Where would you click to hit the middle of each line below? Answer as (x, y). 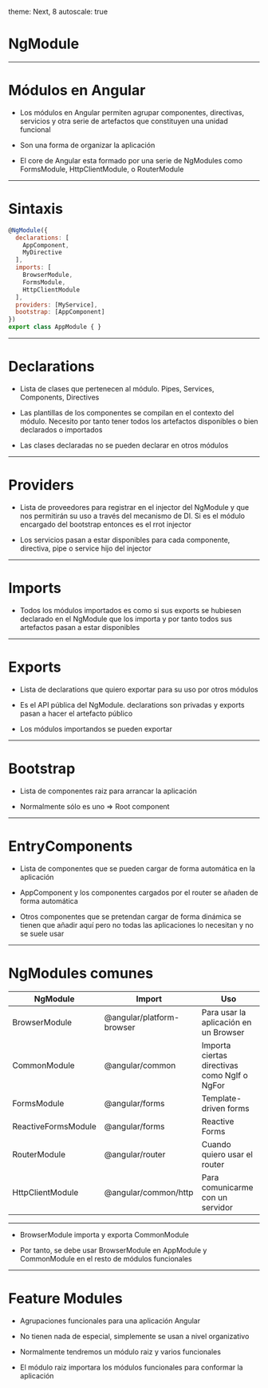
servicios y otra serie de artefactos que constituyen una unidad (124, 121)
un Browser (223, 1032)
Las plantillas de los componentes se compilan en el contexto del (127, 413)
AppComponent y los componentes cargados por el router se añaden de (139, 893)
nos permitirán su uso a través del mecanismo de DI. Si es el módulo (132, 515)
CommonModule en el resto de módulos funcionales (106, 1258)
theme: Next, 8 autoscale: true (58, 12)
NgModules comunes (81, 973)
